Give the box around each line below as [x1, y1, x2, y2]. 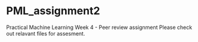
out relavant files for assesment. [6, 30, 85, 37]
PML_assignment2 [6, 4, 100, 18]
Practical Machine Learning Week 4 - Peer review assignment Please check [6, 24, 193, 31]
